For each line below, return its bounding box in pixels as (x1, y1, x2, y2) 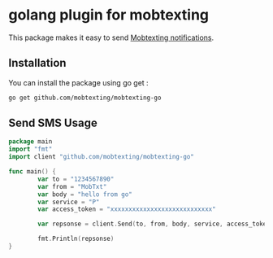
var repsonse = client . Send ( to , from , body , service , (37, 220, 223, 229)
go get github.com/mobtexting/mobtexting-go (8, 94, 162, 102)
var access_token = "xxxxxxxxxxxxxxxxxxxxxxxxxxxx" (37, 205, 217, 213)
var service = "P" (37, 198, 100, 206)
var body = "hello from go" (37, 190, 132, 199)
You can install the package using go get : (8, 77, 149, 87)
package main (8, 138, 53, 146)
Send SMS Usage (8, 116, 97, 130)
